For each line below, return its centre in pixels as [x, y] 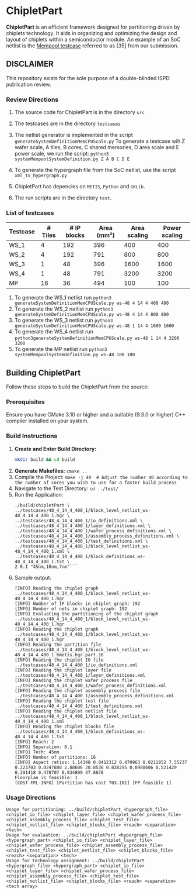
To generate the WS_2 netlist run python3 [64, 309]
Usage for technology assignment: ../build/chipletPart [75, 860]
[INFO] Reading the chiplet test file [62, 701]
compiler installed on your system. [48, 421]
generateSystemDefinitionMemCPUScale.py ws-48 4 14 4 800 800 [92, 315]
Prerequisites [25, 402]
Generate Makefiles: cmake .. [51, 471]
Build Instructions [32, 436]
